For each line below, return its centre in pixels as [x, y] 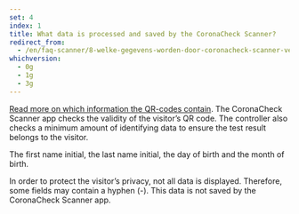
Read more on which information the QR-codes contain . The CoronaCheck [146, 108]
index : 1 [25, 26]
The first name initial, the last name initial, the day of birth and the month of [147, 154]
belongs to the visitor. [49, 137]
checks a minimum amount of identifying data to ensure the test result [138, 127]
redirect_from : [37, 42]
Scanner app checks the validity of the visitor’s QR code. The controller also [149, 118]
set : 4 [21, 17]
